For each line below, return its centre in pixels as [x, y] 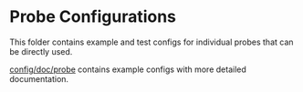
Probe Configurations [93, 17]
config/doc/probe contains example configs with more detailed [128, 69]
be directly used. [41, 51]
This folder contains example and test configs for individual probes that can [151, 42]
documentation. [39, 78]
